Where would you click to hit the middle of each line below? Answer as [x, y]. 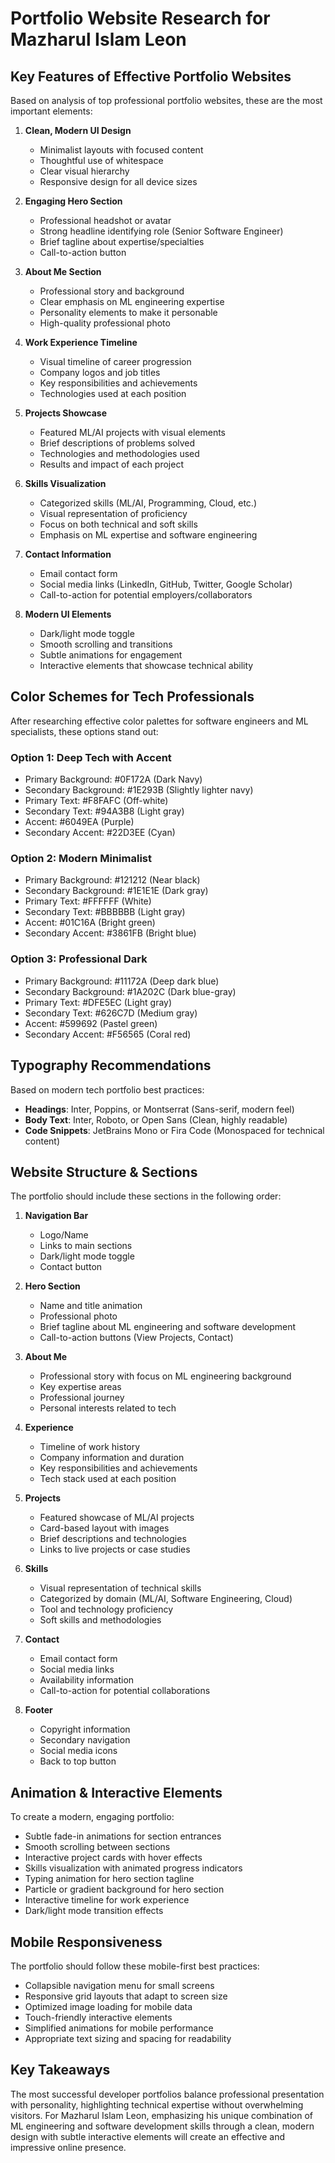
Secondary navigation [85, 1740]
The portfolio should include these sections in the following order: [146, 1196]
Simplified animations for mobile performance [119, 2028]
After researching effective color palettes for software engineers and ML [159, 721]
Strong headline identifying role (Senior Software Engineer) [161, 231]
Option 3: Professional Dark [79, 959]
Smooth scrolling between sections [97, 1847]
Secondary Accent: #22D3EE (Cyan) [100, 833]
